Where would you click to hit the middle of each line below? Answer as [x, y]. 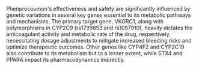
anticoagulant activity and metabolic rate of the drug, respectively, [89, 34]
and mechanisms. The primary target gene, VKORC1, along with [85, 21]
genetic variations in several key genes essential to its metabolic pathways [99, 15]
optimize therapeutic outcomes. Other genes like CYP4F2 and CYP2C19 [95, 47]
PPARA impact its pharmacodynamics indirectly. [66, 60]
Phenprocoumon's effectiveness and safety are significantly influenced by [98, 9]
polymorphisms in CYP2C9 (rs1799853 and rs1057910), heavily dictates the [99, 28]
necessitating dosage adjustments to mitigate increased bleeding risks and [99, 40]
